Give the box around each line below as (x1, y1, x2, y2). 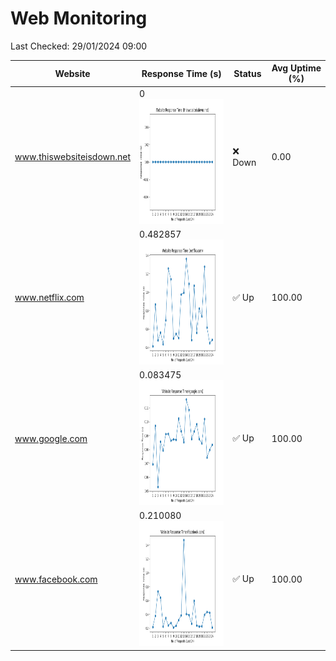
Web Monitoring (10, 7, 148, 30)
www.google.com (14, 432, 88, 444)
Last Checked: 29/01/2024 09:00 (10, 40, 148, 52)
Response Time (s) (141, 67, 222, 79)
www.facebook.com (14, 573, 98, 585)
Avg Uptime (271, 62, 322, 74)
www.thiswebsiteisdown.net (14, 151, 132, 163)
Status (233, 67, 262, 79)
